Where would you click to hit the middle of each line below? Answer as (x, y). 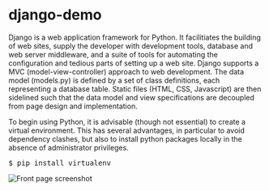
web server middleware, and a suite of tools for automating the (113, 54)
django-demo (55, 15)
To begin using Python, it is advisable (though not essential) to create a (127, 121)
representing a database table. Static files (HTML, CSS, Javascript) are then (135, 89)
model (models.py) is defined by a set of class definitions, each (114, 80)
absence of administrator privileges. (69, 147)
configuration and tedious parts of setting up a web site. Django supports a (134, 63)
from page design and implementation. (73, 106)
